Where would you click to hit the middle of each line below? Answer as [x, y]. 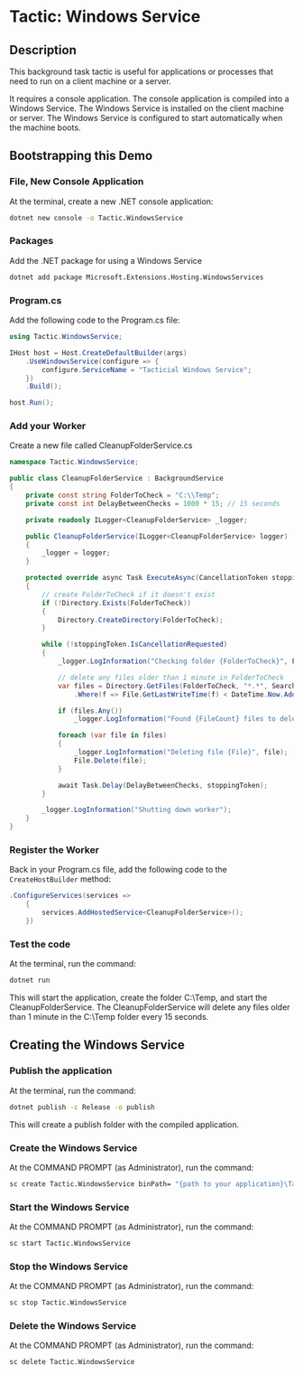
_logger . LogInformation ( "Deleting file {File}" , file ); [181, 752]
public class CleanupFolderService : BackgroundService [116, 479]
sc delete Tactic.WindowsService [72, 1362]
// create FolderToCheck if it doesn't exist [129, 594]
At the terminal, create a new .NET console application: [111, 201]
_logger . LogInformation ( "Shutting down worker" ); [137, 810]
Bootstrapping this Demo [81, 156]
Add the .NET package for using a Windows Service [106, 260]
